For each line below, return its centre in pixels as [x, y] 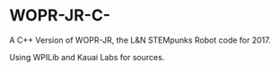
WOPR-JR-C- [60, 16]
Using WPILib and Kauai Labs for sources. [87, 57]
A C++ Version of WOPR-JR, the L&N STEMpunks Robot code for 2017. [140, 40]
